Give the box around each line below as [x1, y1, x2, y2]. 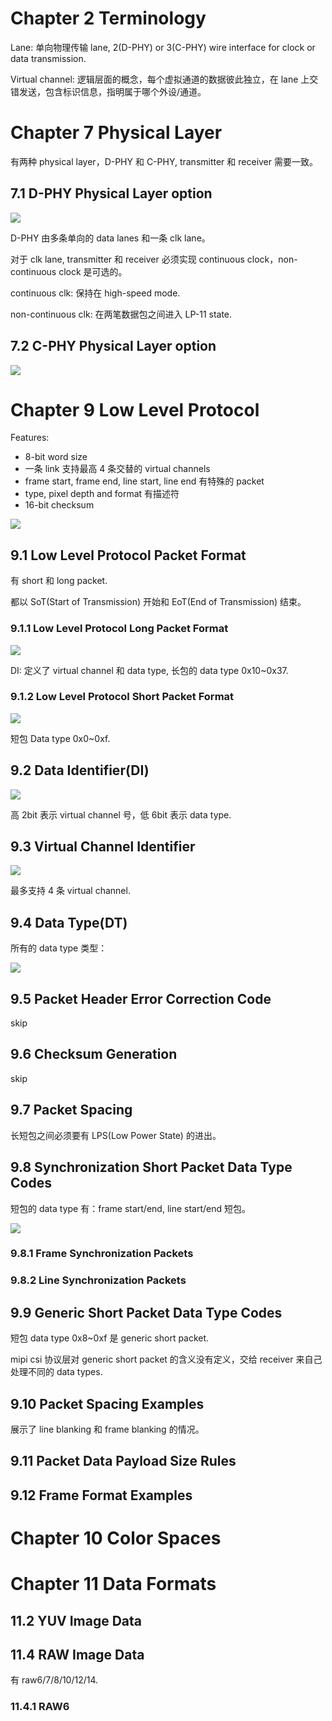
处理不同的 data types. [10, 1366, 103, 1378]
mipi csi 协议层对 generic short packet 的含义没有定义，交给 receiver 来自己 [10, 1353, 323, 1366]
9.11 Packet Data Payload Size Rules [10, 1453, 237, 1470]
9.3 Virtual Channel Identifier [10, 838, 196, 856]
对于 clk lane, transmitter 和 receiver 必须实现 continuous [10, 253, 245, 265]
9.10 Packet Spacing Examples [10, 1395, 205, 1412]
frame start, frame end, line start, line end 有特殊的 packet [24, 475, 265, 487]
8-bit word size [24, 451, 88, 463]
